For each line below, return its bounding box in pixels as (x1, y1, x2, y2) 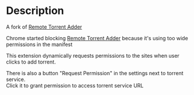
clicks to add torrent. (6, 58, 56, 65)
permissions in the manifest (6, 41, 73, 48)
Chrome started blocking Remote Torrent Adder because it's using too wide (6, 34, 188, 41)
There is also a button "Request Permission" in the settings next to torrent (6, 69, 184, 76)
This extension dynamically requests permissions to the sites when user (6, 52, 180, 59)
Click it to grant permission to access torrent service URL (6, 82, 144, 89)
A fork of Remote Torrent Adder (6, 23, 82, 30)
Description (6, 4, 64, 17)
